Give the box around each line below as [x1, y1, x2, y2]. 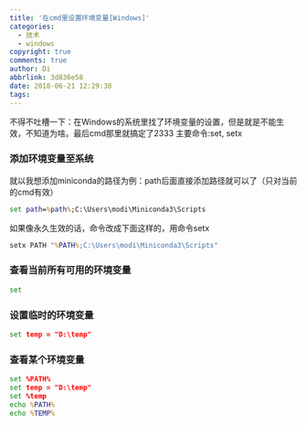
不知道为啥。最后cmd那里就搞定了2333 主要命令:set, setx [25, 127, 243, 138]
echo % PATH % [9, 399, 55, 409]
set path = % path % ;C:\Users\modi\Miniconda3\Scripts [9, 205, 206, 214]
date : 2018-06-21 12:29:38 [9, 81, 112, 90]
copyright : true [9, 48, 71, 57]
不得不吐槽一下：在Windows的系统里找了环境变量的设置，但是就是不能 [9, 116, 277, 127]
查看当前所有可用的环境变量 [9, 264, 132, 277]
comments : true [9, 56, 68, 65]
